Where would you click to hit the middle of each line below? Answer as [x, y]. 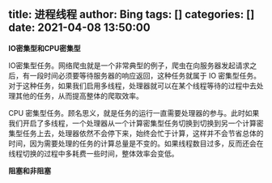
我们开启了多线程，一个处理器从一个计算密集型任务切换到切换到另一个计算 [132, 123]
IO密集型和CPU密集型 [45, 48]
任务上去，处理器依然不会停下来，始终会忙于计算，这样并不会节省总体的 [143, 133]
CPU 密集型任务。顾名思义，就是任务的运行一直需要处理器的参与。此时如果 [134, 113]
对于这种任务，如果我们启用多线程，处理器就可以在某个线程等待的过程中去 [132, 85]
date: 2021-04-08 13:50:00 [80, 28]
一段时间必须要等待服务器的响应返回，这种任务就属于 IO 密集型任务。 [145, 75]
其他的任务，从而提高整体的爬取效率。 [79, 96]
